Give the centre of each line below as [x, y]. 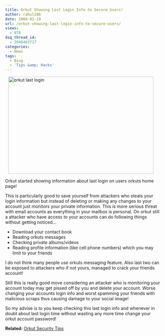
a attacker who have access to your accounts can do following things [76, 217]
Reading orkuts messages [39, 237]
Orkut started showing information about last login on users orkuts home [80, 181]
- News [16, 51]
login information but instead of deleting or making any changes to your [79, 201]
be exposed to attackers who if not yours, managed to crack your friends [80, 268]
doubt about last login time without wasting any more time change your [78, 314]
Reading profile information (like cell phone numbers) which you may [83, 248]
